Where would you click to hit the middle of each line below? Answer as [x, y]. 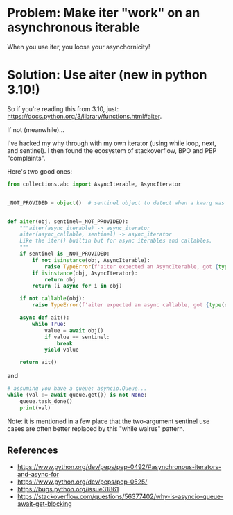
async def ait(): [45, 318]
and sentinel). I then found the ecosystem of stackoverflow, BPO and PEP [112, 150]
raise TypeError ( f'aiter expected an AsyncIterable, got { [131, 267]
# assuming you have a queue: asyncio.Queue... [77, 389]
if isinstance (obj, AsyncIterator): [85, 273]
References [33, 451]
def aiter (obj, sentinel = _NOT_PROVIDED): [68, 221]
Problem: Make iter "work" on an [104, 13]
